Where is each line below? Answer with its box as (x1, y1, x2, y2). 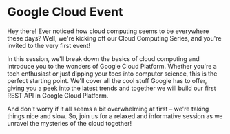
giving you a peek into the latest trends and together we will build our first (7, 84, 216, 92)
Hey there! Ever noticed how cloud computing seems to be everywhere (7, 27, 209, 35)
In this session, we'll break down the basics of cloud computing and (7, 54, 200, 63)
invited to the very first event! (7, 41, 91, 49)
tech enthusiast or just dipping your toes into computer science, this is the (7, 69, 218, 78)
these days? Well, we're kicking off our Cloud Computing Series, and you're (7, 34, 222, 42)
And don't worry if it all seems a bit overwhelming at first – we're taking (7, 104, 209, 113)
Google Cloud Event (7, 4, 123, 20)
